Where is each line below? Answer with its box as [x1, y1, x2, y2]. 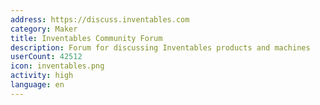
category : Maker [10, 24, 78, 34]
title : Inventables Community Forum [10, 33, 163, 43]
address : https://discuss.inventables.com [10, 14, 190, 25]
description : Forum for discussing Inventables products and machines [10, 42, 311, 53]
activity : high [10, 71, 74, 81]
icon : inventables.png [10, 61, 105, 71]
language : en [10, 80, 65, 90]
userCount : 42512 [10, 52, 83, 62]
